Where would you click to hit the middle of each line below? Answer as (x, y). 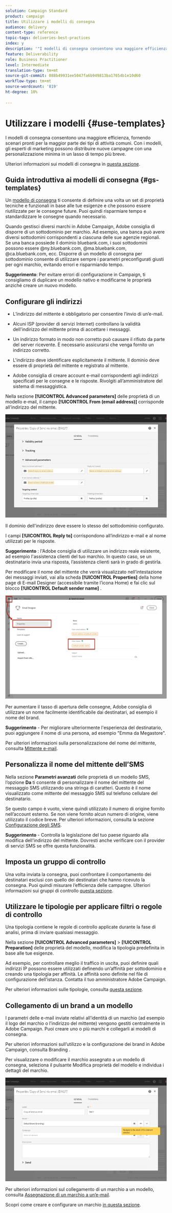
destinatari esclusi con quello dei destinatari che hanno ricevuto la (75, 880)
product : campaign (25, 16)
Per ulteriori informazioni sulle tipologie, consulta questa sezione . (74, 989)
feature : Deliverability (32, 54)
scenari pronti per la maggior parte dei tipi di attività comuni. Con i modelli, (84, 143)
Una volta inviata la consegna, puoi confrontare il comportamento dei (78, 874)
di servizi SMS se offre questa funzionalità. (51, 845)
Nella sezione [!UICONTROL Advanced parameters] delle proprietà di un (83, 396)
